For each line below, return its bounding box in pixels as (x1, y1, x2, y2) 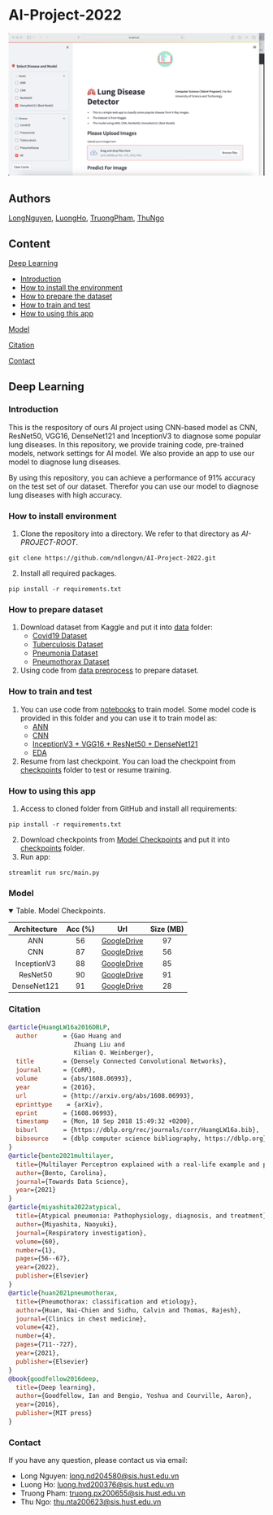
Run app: (19, 851, 51, 861)
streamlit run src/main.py (8, 869, 100, 877)
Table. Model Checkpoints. (15, 906, 106, 916)
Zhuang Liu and (73, 1040, 126, 1048)
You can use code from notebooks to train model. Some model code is (19, 704, 257, 714)
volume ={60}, (15, 1238, 60, 1246)
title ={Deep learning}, (15, 1383, 96, 1391)
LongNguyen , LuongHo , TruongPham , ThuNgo (8, 213, 165, 223)
